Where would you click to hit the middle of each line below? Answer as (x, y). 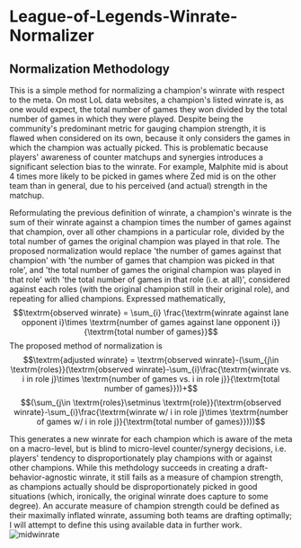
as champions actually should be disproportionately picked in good (133, 486)
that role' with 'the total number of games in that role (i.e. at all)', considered (150, 279)
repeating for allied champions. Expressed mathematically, (118, 299)
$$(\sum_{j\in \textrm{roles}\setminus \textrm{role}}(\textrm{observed (151, 402)
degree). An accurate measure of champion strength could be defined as (145, 506)
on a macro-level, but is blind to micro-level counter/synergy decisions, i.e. (148, 448)
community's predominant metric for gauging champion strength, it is (138, 128)
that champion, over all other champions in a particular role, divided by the (147, 232)
